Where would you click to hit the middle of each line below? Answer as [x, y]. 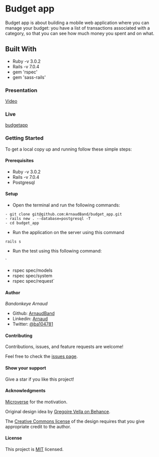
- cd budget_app [22, 223]
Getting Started [24, 138]
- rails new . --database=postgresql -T [48, 219]
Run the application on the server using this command [68, 233]
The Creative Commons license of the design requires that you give [75, 421]
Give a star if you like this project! [40, 379]
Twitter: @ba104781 [33, 324]
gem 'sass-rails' [29, 77]
